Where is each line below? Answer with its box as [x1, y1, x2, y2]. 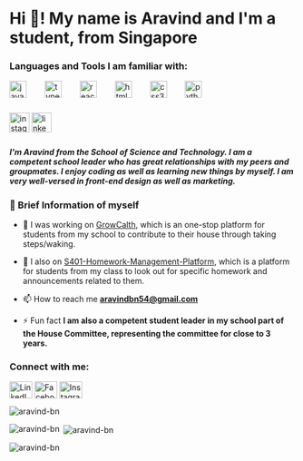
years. [22, 338, 48, 348]
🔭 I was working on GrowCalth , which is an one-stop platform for [22, 220, 265, 230]
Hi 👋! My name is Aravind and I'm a [9, 8, 277, 29]
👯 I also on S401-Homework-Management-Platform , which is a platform [22, 256, 290, 267]
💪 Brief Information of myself [9, 199, 140, 211]
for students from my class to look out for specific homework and [22, 266, 268, 277]
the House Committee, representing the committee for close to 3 [22, 329, 271, 339]
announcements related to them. [22, 276, 145, 287]
